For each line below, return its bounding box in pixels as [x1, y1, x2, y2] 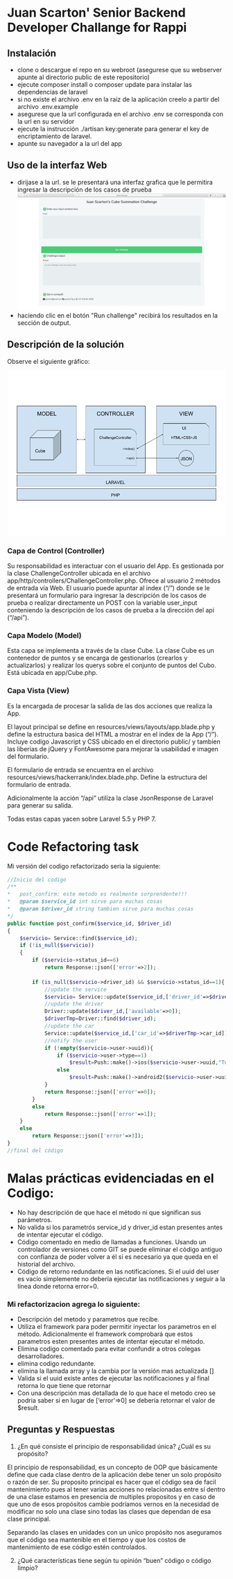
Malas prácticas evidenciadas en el [7, 1171, 214, 1186]
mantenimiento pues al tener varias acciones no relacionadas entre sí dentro [7, 1485, 225, 1494]
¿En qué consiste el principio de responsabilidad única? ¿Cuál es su [17, 1442, 212, 1451]
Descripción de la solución [7, 339, 125, 351]
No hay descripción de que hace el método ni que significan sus [17, 1208, 201, 1217]
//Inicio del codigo [7, 876, 67, 883]
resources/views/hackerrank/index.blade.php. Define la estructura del [7, 773, 208, 781]
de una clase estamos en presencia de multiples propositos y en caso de [7, 1492, 216, 1501]
